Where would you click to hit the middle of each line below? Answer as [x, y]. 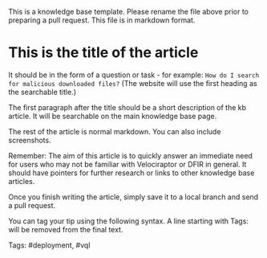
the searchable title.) [42, 92]
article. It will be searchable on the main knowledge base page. [113, 116]
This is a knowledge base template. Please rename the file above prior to [129, 12]
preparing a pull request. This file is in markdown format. [102, 20]
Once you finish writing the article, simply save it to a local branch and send [133, 197]
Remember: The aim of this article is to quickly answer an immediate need [130, 155]
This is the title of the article [103, 53]
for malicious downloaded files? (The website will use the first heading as [133, 83]
